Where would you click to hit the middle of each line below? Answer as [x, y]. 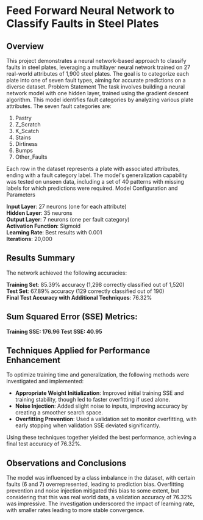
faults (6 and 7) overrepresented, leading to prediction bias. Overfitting [95, 484]
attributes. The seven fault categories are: [59, 106]
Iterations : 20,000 [30, 239]
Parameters [21, 195]
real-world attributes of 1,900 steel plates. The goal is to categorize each [98, 74]
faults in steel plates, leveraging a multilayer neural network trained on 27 [98, 67]
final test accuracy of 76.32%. [44, 444]
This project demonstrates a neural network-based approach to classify [97, 61]
